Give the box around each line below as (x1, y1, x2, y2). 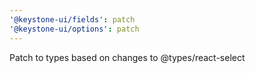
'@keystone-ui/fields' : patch (9, 14, 136, 25)
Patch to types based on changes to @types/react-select (9, 51, 246, 63)
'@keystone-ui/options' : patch (9, 24, 140, 34)
